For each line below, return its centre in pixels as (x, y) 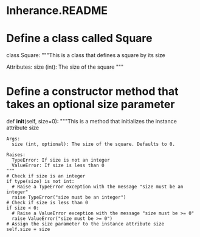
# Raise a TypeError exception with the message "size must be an (98, 187)
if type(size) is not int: (40, 182)
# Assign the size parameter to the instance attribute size (85, 224)
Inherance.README (57, 11)
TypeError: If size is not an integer (61, 160)
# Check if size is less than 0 (47, 203)
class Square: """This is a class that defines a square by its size (86, 55)
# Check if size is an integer (46, 176)
